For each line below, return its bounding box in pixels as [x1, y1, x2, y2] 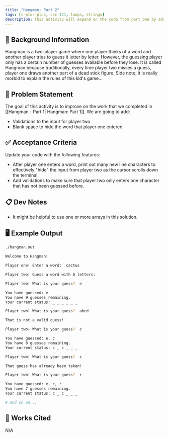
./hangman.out [5, 245, 35, 250]
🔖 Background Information [5, 35, 90, 44]
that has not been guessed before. [12, 183, 84, 189]
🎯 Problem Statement [5, 90, 73, 99]
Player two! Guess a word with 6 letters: [5, 272, 96, 277]
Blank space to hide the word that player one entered [12, 124, 123, 130]
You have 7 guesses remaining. [5, 386, 71, 391]
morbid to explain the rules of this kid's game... [5, 75, 103, 81]
